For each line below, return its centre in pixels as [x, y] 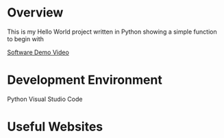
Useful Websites [55, 127]
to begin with [26, 38]
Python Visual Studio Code [45, 99]
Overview [35, 13]
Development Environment [85, 80]
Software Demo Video [38, 52]
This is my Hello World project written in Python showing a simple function [112, 32]
